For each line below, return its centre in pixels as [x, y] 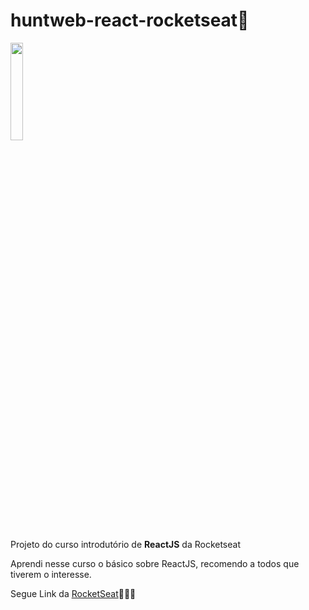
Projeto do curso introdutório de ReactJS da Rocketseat [126, 544]
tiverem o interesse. [51, 574]
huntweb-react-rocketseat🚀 [130, 20]
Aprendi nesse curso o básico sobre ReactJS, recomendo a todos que [155, 563]
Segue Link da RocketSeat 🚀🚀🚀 [73, 593]
